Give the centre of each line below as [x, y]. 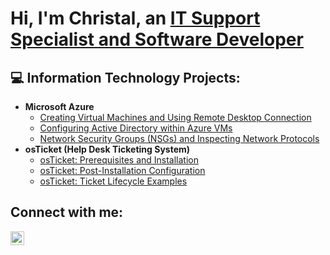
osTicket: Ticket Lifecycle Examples [113, 181]
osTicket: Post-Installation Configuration [122, 170]
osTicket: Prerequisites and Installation [119, 160]
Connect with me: [67, 212]
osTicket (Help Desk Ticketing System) [107, 149]
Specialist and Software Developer [157, 39]
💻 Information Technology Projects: [125, 77]
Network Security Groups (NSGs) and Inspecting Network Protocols [179, 138]
